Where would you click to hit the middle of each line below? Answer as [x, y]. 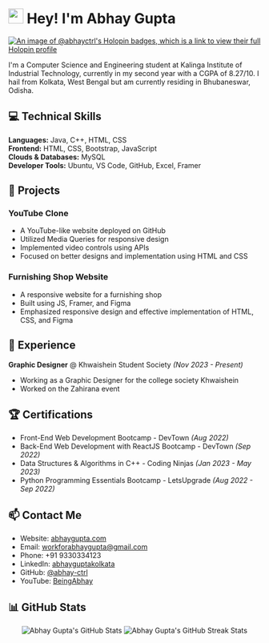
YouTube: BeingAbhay [56, 581]
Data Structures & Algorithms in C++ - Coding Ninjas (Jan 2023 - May [136, 464]
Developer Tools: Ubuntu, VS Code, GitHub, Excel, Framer [105, 165]
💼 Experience [42, 346]
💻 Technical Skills [55, 117]
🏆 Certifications [51, 414]
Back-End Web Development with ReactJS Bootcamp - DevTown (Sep [135, 446]
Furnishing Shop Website [58, 277]
